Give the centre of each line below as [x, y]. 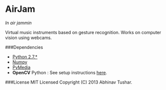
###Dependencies [24, 47]
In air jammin [19, 23]
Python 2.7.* [25, 57]
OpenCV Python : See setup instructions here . [60, 72]
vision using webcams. [28, 38]
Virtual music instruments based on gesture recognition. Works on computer [83, 32]
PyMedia [21, 67]
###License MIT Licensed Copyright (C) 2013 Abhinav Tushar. [69, 82]
